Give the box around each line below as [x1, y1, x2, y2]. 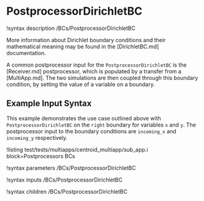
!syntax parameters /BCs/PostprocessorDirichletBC [6, 164, 136, 172]
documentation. [6, 49, 47, 56]
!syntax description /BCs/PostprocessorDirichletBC [6, 24, 136, 32]
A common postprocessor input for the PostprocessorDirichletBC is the [6, 61, 187, 68]
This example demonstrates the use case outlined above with [6, 114, 161, 122]
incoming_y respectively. [6, 134, 68, 141]
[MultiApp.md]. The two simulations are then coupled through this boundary [6, 74, 198, 81]
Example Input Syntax [6, 98, 92, 109]
